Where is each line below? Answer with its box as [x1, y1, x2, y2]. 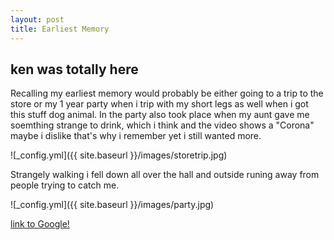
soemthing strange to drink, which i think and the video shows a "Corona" [10, 119, 315, 131]
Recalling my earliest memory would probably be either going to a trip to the [10, 87, 324, 100]
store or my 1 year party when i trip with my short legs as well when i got [10, 98, 309, 110]
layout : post [10, 14, 65, 25]
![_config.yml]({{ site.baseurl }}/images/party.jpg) [10, 199, 215, 211]
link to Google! [10, 218, 70, 230]
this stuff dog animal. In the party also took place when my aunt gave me [10, 109, 310, 121]
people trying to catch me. [10, 179, 120, 191]
